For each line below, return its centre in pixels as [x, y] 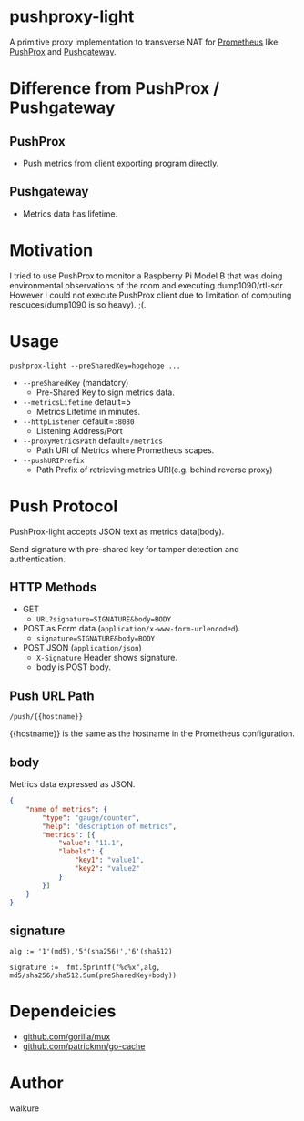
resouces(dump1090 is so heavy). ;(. [78, 304]
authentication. [38, 559]
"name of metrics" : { [66, 809]
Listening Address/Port [79, 430]
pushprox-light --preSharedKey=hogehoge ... [95, 366]
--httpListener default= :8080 [78, 421]
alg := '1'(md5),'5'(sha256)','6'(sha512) [91, 952]
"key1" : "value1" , [109, 860]
